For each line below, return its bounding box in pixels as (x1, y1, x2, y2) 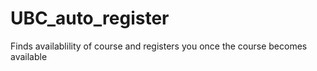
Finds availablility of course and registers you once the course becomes (10, 40, 308, 52)
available (10, 50, 48, 62)
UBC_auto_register (10, 7, 170, 30)
